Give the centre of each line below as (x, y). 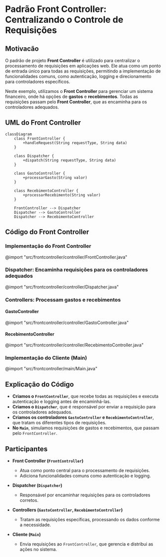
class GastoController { (40, 173)
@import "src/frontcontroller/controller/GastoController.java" (67, 322)
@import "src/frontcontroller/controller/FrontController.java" (66, 257)
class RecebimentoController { (46, 191)
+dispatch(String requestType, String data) (70, 160)
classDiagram (19, 134)
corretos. (29, 500)
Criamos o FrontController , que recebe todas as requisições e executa (85, 397)
